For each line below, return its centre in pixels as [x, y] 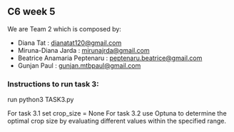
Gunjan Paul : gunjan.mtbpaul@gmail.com [79, 65]
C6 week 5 [31, 12]
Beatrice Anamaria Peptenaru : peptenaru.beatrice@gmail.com [110, 58]
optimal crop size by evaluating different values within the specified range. [117, 121]
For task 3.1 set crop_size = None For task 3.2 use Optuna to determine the [117, 113]
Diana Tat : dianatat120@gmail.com [70, 43]
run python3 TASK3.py [41, 100]
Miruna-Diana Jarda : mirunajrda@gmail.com [83, 50]
